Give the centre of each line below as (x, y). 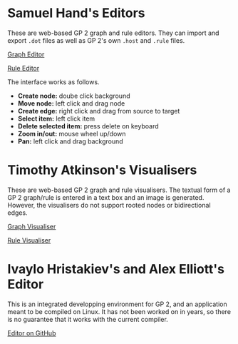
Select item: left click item (56, 118)
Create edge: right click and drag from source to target (99, 111)
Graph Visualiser (32, 226)
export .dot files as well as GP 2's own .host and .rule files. (96, 40)
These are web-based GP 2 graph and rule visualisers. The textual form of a (119, 190)
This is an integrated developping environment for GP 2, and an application (118, 304)
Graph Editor (26, 54)
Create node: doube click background (74, 96)
